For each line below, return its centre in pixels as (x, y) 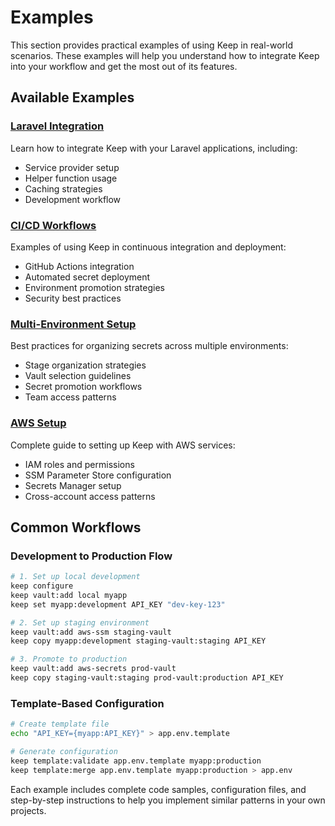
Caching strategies (63, 188)
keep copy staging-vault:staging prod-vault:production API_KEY (147, 678)
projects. (28, 810)
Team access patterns (70, 397)
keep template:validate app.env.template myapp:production (136, 761)
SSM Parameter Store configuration (98, 475)
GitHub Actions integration (79, 266)
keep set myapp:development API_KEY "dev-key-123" (118, 604)
